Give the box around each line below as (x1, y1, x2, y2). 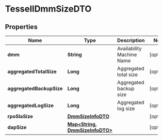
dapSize (7, 124, 27, 130)
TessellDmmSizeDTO (5, 3, 92, 15)
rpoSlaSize (7, 113, 33, 120)
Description (117, 37, 145, 44)
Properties (5, 23, 38, 31)
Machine (117, 51, 137, 58)
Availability (117, 45, 142, 52)
